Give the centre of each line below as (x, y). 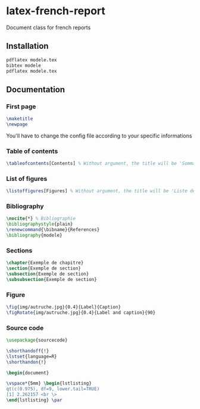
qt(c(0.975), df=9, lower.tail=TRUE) (53, 389)
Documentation (36, 90)
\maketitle (20, 119)
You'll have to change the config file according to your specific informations (99, 136)
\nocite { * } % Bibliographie (41, 218)
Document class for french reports (49, 27)
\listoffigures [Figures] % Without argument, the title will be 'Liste (97, 191)
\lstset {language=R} (32, 356)
